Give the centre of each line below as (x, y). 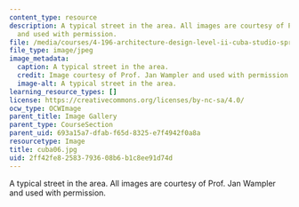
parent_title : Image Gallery (63, 116)
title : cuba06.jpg (43, 149)
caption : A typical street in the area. (93, 68)
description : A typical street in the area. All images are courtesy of (147, 26)
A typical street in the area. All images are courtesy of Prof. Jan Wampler (142, 183)
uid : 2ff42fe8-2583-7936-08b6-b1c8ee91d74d (91, 158)
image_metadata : (39, 59)
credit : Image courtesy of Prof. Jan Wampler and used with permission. (155, 76)
